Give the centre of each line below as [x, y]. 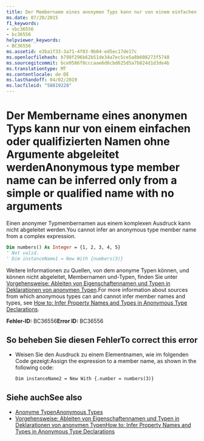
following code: [34, 368]
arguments [34, 206]
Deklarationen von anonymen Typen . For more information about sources [97, 289]
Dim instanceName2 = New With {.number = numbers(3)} [84, 379]
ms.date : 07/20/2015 [32, 18]
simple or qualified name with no [90, 193]
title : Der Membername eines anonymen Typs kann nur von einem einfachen [102, 12]
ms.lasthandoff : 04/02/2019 [42, 80]
